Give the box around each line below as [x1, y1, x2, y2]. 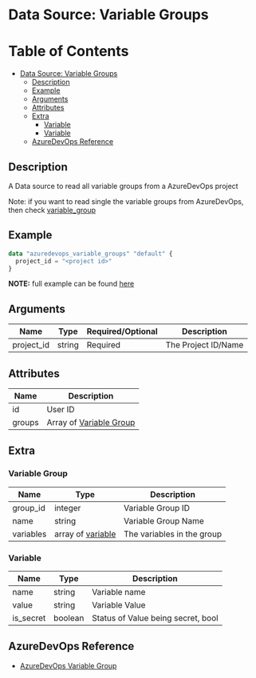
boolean [53, 612, 85, 624]
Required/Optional [86, 326, 158, 337]
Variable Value [91, 599, 146, 610]
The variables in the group [123, 528, 222, 540]
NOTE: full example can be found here [8, 279, 135, 289]
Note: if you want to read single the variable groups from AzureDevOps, [8, 196, 244, 206]
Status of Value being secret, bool [91, 612, 219, 624]
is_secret [12, 612, 46, 624]
